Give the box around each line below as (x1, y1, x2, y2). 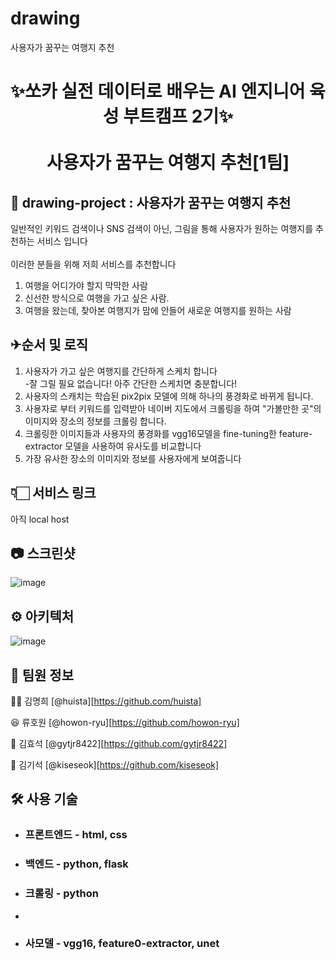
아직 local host (10, 513, 70, 525)
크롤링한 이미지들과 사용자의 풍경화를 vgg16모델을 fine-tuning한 (24, 427, 277, 439)
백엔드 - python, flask (24, 857, 129, 871)
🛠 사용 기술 (10, 791, 78, 808)
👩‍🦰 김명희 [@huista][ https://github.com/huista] (10, 695, 202, 707)
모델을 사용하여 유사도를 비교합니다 (64, 440, 202, 452)
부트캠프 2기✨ (123, 105, 234, 128)
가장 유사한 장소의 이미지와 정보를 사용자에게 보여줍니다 (24, 452, 242, 464)
